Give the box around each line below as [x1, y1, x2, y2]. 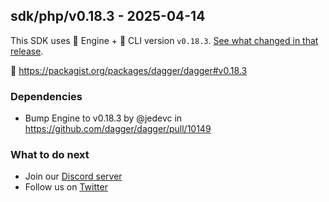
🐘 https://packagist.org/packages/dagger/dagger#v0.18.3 [10, 64, 248, 76]
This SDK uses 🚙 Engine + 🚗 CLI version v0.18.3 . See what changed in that [10, 34, 319, 46]
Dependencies [10, 89, 83, 103]
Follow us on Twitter [24, 181, 108, 193]
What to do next [10, 148, 90, 162]
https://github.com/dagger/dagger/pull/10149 [24, 123, 212, 135]
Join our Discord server [24, 170, 123, 183]
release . [10, 45, 44, 57]
